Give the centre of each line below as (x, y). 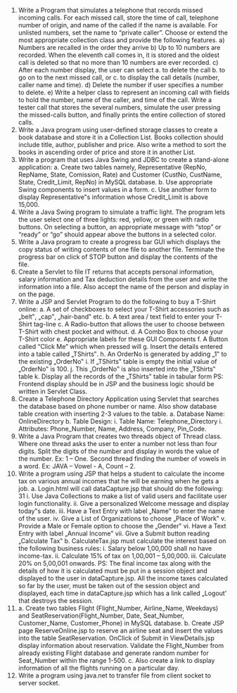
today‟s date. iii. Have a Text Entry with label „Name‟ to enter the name (121, 511)
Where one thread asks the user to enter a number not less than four (117, 444)
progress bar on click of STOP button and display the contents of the (118, 257)
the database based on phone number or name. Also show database (117, 406)
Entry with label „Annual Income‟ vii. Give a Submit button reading (114, 533)
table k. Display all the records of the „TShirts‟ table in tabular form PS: (121, 376)
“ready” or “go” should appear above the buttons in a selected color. (117, 234)
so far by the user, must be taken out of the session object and (109, 586)
